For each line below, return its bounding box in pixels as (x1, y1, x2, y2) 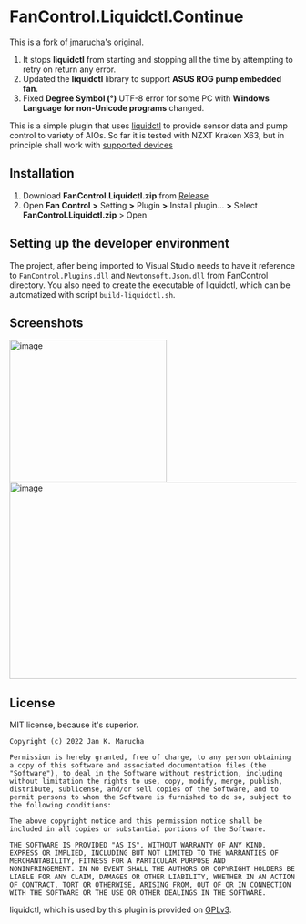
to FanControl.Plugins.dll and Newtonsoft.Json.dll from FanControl (9, 269, 269, 280)
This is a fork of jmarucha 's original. (9, 36, 144, 47)
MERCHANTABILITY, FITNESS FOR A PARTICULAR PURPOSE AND (9, 857, 226, 866)
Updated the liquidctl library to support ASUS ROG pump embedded (22, 73, 282, 84)
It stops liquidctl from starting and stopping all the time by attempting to (22, 54, 293, 65)
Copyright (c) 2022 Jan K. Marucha (9, 737, 145, 746)
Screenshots (9, 315, 84, 330)
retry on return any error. (22, 64, 117, 75)
